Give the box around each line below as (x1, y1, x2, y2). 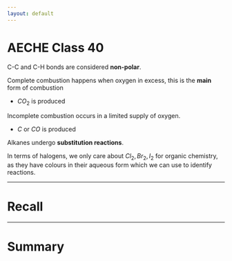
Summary (7, 239, 64, 255)
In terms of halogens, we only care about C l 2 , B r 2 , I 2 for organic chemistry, (7, 152, 218, 162)
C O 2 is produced (17, 97, 66, 107)
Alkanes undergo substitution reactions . (7, 139, 124, 147)
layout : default (7, 10, 54, 17)
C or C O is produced (17, 125, 76, 133)
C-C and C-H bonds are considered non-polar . (7, 63, 142, 71)
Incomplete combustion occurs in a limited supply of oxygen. (7, 112, 181, 120)
